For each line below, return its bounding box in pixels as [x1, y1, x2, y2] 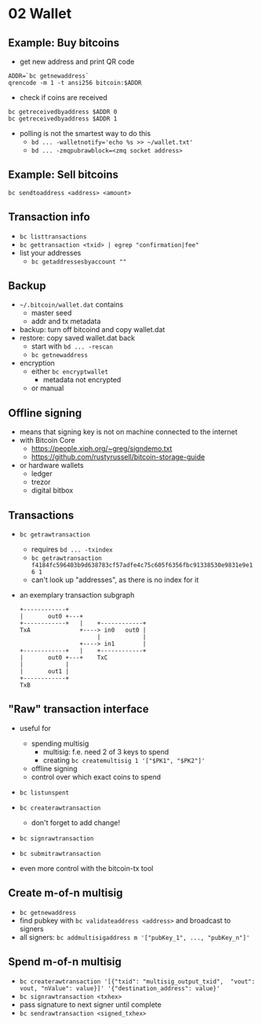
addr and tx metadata [31, 316, 101, 326]
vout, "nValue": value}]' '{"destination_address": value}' [19, 984, 220, 992]
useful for [19, 723, 51, 732]
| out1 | [19, 668, 70, 676]
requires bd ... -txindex [31, 544, 113, 555]
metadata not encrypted [42, 375, 122, 385]
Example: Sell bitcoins [8, 168, 119, 182]
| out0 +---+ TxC [19, 654, 108, 662]
